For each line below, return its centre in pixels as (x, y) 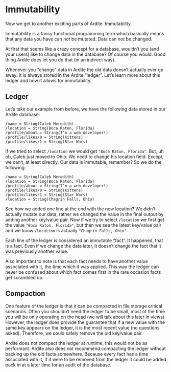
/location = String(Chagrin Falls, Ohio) (50, 199)
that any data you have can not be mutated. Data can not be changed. (79, 39)
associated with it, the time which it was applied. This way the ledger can (82, 267)
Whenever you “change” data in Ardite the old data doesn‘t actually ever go (84, 70)
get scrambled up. (25, 277)
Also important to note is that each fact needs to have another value (77, 261)
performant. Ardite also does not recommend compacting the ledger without (86, 348)
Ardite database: (23, 114)
